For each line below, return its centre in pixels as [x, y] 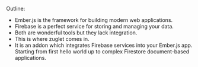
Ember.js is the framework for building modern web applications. [94, 20]
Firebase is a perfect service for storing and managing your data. [94, 26]
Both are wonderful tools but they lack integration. [76, 33]
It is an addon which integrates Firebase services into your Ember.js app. [103, 45]
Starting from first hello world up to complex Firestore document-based [102, 52]
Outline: [16, 9]
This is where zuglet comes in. [52, 39]
